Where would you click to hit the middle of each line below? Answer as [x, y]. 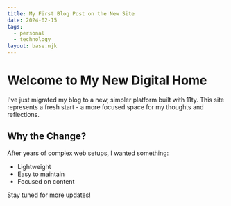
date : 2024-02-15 [32, 20]
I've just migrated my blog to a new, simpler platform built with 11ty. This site [115, 100]
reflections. [23, 114]
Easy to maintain [41, 174]
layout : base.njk [32, 46]
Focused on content [46, 181]
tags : [15, 26]
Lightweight [34, 166]
